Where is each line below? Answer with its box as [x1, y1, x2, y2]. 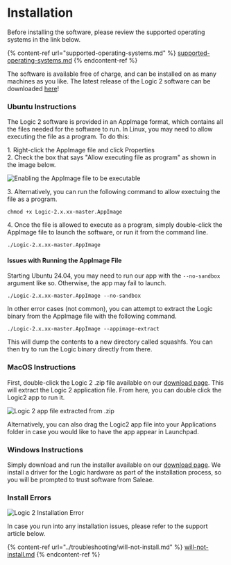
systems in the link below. [7, 35, 81, 43]
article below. [7, 530, 46, 538]
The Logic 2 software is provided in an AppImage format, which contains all [7, 118, 223, 126]
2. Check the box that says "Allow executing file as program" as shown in [7, 153, 216, 161]
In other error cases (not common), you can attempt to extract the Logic [7, 305, 213, 313]
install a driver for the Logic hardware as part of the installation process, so [7, 468, 222, 477]
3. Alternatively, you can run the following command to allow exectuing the [7, 188, 221, 196]
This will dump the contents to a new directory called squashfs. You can [7, 337, 213, 346]
